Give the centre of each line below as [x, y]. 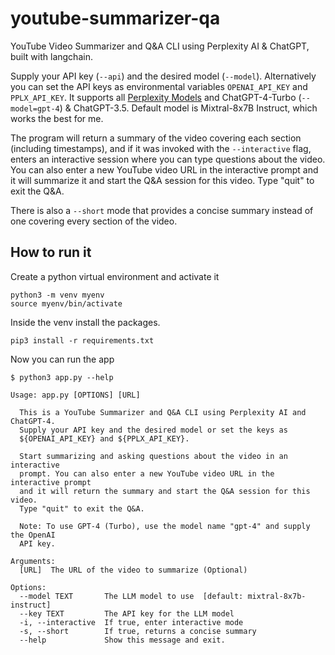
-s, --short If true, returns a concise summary [138, 631]
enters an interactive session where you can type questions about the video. [168, 159]
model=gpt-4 [35, 108]
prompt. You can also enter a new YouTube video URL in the [147, 473]
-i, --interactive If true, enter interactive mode [131, 622]
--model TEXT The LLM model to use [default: [131, 596]
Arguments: [33, 561]
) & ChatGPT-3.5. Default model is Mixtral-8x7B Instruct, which [188, 108]
